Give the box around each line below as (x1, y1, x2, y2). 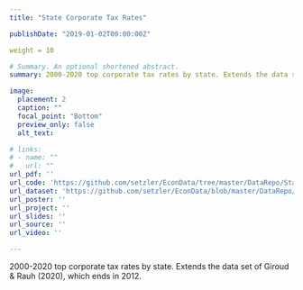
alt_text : (17, 128, 54, 138)
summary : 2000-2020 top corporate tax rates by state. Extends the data (9, 70, 289, 79)
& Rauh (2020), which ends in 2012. (9, 271, 142, 281)
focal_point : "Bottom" (17, 112, 103, 121)
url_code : (9, 178, 47, 187)
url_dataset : (9, 186, 59, 195)
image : (9, 86, 34, 95)
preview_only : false (17, 120, 95, 129)
